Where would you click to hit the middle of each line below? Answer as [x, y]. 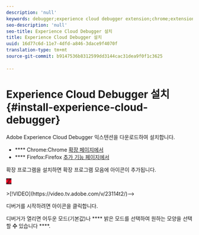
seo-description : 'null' [37, 25]
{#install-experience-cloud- [77, 107]
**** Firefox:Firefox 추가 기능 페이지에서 [62, 157]
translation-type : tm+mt [37, 50]
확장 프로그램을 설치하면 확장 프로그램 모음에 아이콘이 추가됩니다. [81, 169]
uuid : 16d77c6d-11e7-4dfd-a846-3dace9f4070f [62, 44]
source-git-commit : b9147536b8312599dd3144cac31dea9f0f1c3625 [84, 56]
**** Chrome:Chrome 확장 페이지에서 [59, 149]
